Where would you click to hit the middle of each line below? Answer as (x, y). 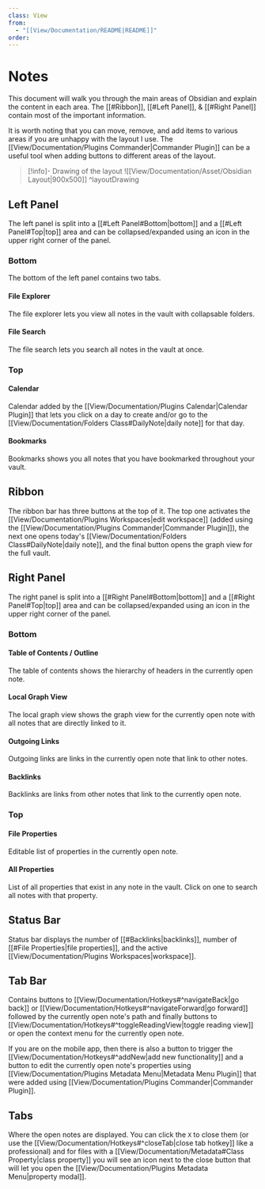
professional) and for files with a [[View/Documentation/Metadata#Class (126, 1152)
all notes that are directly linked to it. (67, 723)
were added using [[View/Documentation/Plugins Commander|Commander (131, 1082)
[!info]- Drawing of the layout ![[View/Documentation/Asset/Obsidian (139, 172)
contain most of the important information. (77, 115)
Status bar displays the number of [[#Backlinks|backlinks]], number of (123, 939)
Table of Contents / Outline (53, 653)
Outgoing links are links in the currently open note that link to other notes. (128, 759)
